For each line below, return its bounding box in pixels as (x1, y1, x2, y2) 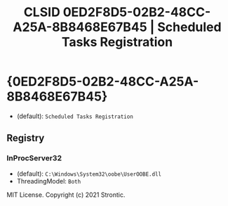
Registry (6, 132, 45, 144)
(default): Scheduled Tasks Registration (16, 112, 134, 120)
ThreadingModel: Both (16, 176, 81, 185)
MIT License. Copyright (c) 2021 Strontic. (6, 191, 126, 199)
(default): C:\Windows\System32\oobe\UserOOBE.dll (16, 169, 162, 178)
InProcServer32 (6, 153, 62, 163)
